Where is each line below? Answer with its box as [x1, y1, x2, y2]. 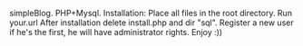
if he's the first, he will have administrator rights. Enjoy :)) [9, 27, 223, 37]
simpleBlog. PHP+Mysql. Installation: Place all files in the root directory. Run [9, 8, 293, 18]
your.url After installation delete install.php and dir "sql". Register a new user [9, 17, 294, 28]
